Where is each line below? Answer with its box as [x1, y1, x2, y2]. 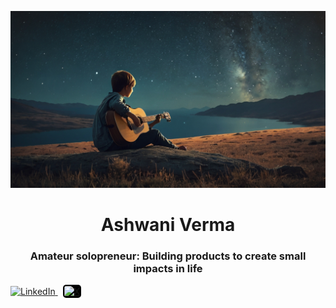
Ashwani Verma [100, 213, 236, 236]
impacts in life [133, 261, 203, 275]
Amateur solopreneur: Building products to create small [29, 249, 307, 263]
